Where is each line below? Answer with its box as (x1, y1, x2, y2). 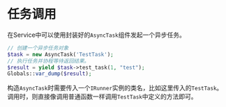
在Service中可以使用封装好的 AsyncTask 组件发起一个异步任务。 (7, 31, 186, 39)
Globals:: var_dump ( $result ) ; (7, 70, 92, 77)
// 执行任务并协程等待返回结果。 (7, 57, 89, 65)
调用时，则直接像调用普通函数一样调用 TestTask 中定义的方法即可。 (7, 92, 197, 101)
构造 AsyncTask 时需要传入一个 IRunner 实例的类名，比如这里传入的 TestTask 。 (7, 84, 223, 92)
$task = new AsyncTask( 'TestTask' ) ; (7, 51, 114, 58)
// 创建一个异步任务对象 (7, 44, 69, 51)
